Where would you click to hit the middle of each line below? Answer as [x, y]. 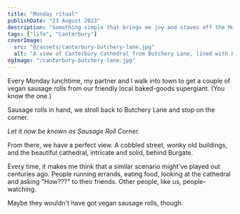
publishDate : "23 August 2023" [54, 21]
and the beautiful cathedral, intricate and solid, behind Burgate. [100, 152]
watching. [22, 189]
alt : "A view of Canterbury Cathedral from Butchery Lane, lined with [121, 54]
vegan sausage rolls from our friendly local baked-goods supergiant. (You [116, 88]
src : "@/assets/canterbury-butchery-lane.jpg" [84, 47]
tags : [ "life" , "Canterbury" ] [52, 34]
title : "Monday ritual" [43, 14]
